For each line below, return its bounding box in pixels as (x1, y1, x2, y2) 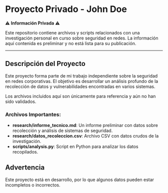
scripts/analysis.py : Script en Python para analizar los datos (12, 143, 138, 149)
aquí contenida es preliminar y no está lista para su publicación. (5, 40, 136, 46)
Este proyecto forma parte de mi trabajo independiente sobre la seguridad (5, 72, 158, 78)
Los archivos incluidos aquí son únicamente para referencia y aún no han (5, 93, 156, 99)
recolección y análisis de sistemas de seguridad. (12, 127, 113, 133)
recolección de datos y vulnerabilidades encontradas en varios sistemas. (5, 83, 155, 89)
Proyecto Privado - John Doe (5, 3, 127, 15)
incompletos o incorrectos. (5, 181, 60, 188)
